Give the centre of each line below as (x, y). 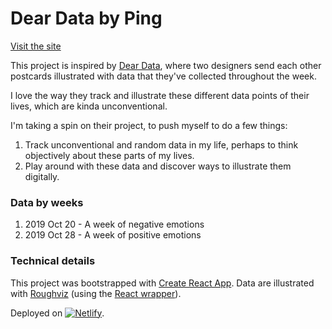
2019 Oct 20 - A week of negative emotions (114, 224)
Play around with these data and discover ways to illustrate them (158, 166)
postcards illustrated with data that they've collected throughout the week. (163, 76)
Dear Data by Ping (86, 18)
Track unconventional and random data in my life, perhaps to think (161, 144)
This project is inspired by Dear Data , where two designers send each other (166, 65)
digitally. (42, 176)
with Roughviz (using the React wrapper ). (96, 293)
